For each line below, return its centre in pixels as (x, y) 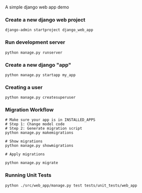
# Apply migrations (25, 154)
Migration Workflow (29, 110)
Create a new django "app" (38, 65)
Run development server (35, 42)
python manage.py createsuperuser (41, 98)
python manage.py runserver (34, 53)
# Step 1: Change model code (35, 124)
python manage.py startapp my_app (41, 75)
